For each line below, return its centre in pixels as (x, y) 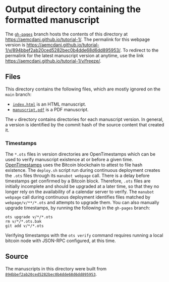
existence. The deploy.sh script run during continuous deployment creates (83, 170)
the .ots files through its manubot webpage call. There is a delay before (77, 176)
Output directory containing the (73, 9)
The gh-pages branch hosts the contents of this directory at (66, 34)
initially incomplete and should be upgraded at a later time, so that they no (82, 186)
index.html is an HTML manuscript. (49, 104)
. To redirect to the (139, 50)
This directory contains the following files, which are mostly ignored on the (83, 89)
